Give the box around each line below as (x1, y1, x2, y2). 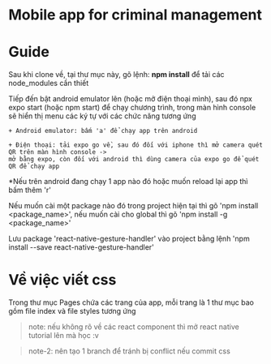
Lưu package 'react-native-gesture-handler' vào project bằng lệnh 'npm (8, 233, 250, 244)
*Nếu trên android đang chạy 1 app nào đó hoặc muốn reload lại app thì (8, 177, 248, 186)
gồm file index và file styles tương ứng (8, 306, 136, 316)
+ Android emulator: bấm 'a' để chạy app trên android (8, 127, 198, 135)
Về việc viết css (8, 271, 117, 289)
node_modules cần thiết (8, 79, 89, 88)
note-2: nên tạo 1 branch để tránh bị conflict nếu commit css (28, 346, 231, 356)
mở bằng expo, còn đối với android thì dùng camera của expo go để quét (8, 156, 260, 164)
